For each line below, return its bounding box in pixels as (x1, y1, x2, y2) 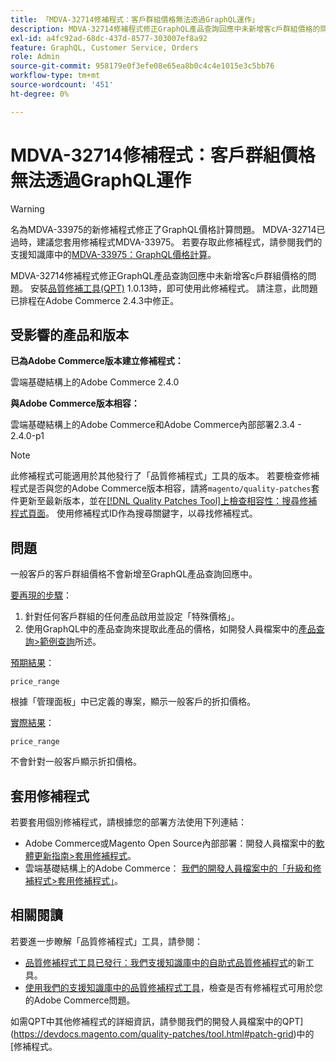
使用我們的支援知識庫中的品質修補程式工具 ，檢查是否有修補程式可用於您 (24, 981, 323, 993)
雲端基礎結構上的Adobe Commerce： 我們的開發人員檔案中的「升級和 (24, 862, 313, 874)
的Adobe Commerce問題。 (24, 994, 136, 1006)
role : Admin (10, 52, 60, 62)
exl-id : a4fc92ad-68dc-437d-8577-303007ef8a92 (10, 33, 208, 43)
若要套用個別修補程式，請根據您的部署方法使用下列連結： (10, 816, 247, 828)
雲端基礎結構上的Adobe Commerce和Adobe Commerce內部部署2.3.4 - (10, 419, 302, 431)
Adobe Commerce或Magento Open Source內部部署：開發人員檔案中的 (24, 837, 317, 849)
